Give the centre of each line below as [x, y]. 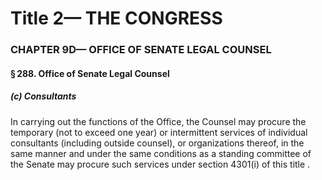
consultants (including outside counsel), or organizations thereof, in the [157, 143]
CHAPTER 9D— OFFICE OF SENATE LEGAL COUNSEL [141, 50]
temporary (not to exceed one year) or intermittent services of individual [159, 132]
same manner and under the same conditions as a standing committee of [161, 153]
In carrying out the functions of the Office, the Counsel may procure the [158, 121]
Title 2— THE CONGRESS [116, 18]
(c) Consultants [43, 96]
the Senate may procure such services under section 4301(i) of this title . [160, 164]
